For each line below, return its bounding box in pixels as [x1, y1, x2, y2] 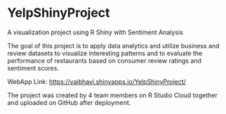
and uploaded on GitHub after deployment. [7, 98, 131, 106]
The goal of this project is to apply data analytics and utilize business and [7, 41, 220, 50]
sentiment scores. [7, 64, 60, 72]
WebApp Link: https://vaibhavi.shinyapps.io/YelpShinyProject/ [7, 77, 186, 85]
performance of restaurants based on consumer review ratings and [7, 56, 202, 64]
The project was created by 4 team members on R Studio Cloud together [7, 91, 218, 99]
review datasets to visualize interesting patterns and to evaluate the [7, 49, 203, 57]
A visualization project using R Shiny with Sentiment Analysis [7, 28, 184, 36]
